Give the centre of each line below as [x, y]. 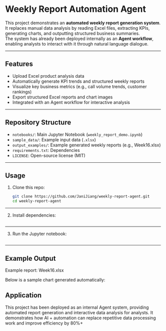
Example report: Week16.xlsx [35, 270]
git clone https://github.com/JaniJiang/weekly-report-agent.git [81, 196]
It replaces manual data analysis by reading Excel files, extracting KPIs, [77, 28]
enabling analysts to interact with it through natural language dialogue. [77, 44]
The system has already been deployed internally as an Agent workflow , [79, 39]
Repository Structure [38, 122]
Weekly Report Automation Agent [76, 9]
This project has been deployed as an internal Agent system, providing [77, 307]
